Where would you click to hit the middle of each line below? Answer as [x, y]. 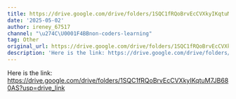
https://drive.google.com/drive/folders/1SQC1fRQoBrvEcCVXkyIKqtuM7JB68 [118, 80]
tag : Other [23, 40]
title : [17, 14]
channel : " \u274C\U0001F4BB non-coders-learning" [80, 33]
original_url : [28, 46]
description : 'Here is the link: [56, 53]
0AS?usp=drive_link [36, 88]
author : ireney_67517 [39, 27]
